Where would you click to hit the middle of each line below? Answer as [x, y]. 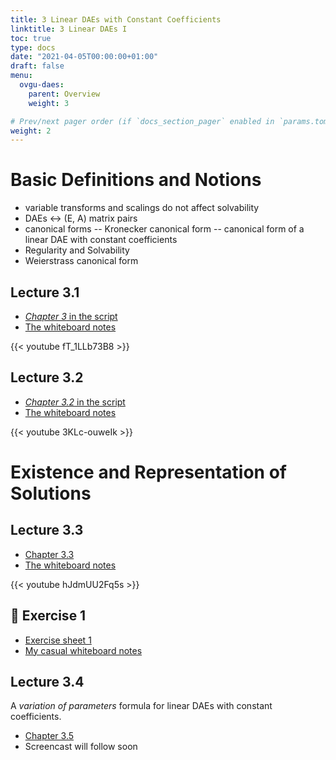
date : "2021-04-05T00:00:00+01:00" [84, 57]
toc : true [31, 38]
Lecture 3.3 [47, 530]
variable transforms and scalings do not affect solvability [142, 208]
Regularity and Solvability [77, 250]
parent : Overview [64, 94]
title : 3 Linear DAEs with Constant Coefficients [116, 19]
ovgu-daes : [42, 85]
